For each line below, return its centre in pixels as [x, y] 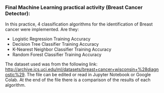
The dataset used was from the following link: [51, 64]
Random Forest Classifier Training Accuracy [57, 55]
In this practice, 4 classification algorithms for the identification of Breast [79, 24]
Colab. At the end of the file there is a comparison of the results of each [78, 80]
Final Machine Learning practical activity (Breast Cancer [74, 7]
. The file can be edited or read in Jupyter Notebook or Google [88, 75]
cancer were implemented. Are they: [42, 30]
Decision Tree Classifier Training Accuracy [55, 44]
